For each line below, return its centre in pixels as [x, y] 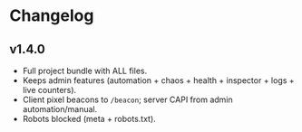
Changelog [52, 16]
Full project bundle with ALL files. [85, 71]
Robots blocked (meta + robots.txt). [89, 119]
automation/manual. [60, 109]
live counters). [49, 90]
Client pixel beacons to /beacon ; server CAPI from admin [127, 99]
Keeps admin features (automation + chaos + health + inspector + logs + [158, 80]
